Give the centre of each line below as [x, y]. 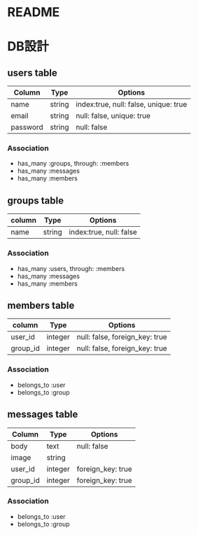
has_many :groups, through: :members [73, 164]
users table [33, 73]
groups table [36, 200]
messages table [43, 415]
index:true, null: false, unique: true [132, 105]
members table [41, 305]
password [27, 127]
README [34, 12]
